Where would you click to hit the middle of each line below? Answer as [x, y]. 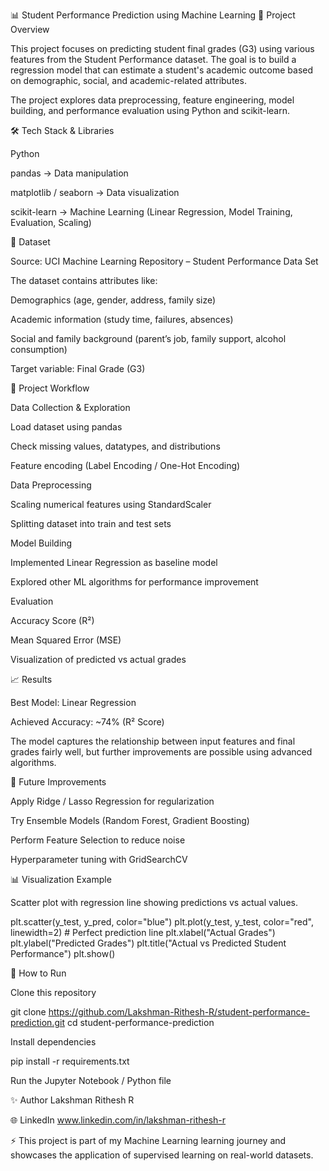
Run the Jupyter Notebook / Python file [91, 1080]
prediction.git [37, 1022]
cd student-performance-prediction [140, 1022]
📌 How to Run [38, 973]
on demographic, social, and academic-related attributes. [128, 80]
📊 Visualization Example [61, 879]
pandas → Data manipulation [69, 173]
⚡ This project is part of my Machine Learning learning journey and [148, 1140]
